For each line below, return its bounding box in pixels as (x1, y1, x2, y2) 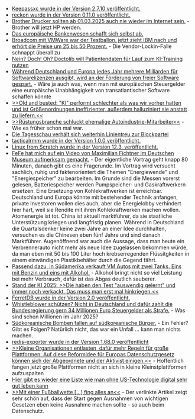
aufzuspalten (11, 370, 44, 376)
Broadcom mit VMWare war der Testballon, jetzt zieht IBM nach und (11, 37, 177, 43)
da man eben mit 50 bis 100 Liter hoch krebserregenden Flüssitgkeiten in (11, 250, 190, 257)
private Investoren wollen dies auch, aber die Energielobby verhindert (11, 200, 181, 207)
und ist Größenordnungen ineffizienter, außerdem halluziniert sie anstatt (11, 106, 187, 112)
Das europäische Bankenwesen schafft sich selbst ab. (11, 30, 144, 37)
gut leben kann (11, 382, 48, 389)
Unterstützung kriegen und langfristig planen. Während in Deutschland (11, 219, 184, 225)
